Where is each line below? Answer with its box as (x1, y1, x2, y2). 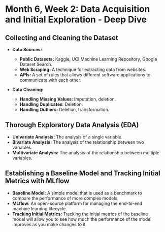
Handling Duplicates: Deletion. (19, 101, 83, 107)
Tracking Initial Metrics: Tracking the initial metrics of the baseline (12, 211, 148, 217)
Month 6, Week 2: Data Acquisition (5, 3, 150, 15)
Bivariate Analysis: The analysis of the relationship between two (12, 139, 144, 145)
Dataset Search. (19, 62, 53, 67)
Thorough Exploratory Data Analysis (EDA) (5, 121, 139, 129)
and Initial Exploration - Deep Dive (5, 14, 147, 25)
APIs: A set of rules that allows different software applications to (19, 72, 151, 77)
